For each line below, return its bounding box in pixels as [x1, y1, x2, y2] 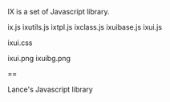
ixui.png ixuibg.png [7, 54, 71, 63]
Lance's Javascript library [7, 84, 93, 94]
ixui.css [7, 38, 33, 47]
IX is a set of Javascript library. [7, 7, 110, 16]
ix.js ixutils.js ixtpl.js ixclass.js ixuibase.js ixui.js [7, 22, 162, 31]
